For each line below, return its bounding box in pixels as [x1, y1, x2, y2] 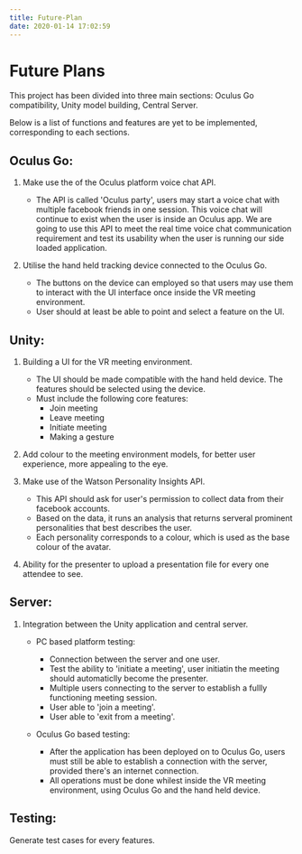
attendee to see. [22, 569, 84, 580]
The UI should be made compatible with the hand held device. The [35, 374, 284, 385]
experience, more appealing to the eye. [22, 459, 169, 469]
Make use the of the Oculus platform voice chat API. [22, 177, 216, 188]
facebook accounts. [35, 503, 111, 515]
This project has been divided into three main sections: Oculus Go [9, 90, 254, 101]
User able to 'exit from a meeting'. [49, 710, 176, 722]
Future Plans [9, 60, 105, 81]
